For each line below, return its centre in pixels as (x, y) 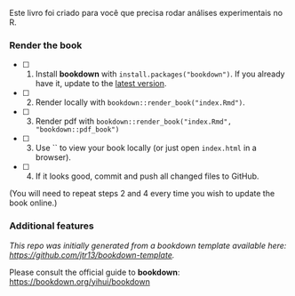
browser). (53, 157)
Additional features (52, 226)
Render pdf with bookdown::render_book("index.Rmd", (134, 121)
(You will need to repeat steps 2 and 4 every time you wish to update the (142, 194)
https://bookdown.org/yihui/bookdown (80, 281)
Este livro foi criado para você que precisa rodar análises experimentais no (146, 13)
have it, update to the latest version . (101, 84)
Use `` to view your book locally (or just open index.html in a (146, 148)
